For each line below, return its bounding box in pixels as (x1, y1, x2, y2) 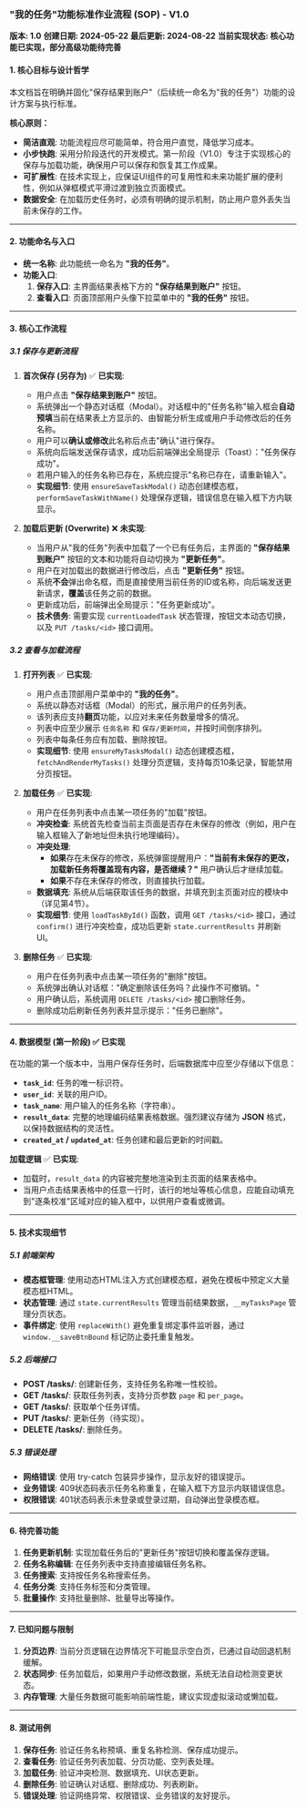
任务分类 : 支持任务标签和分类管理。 (22, 1581, 156, 1592)
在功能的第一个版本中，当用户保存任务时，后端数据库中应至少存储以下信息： (9, 1058, 297, 1069)
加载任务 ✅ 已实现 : (22, 788, 93, 799)
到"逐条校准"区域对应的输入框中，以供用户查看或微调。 (22, 1196, 230, 1207)
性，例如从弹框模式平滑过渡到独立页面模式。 (22, 182, 191, 193)
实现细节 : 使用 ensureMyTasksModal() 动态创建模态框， (36, 745, 240, 757)
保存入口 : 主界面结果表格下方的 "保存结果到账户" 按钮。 (36, 281, 246, 291)
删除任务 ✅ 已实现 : (22, 952, 93, 963)
